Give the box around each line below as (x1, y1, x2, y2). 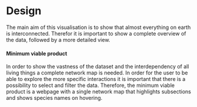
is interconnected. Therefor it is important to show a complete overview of (6, 30, 186, 37)
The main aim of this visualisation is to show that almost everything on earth (6, 24, 191, 31)
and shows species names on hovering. (6, 95, 103, 102)
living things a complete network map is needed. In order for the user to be (6, 69, 188, 76)
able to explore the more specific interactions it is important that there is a (6, 76, 186, 83)
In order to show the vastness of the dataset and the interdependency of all (6, 63, 189, 70)
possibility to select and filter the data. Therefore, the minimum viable (6, 82, 175, 89)
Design (6, 4, 42, 18)
